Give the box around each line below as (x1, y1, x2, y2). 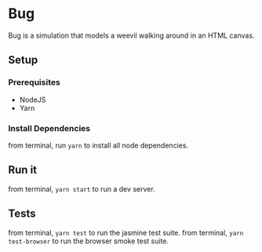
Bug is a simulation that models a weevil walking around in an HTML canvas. (8, 31, 255, 40)
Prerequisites (8, 77, 60, 88)
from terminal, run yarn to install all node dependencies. (8, 141, 189, 150)
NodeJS (19, 95, 46, 104)
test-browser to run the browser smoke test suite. (8, 236, 169, 246)
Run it (8, 163, 38, 177)
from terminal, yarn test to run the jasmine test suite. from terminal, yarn (8, 228, 244, 237)
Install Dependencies (8, 122, 91, 133)
